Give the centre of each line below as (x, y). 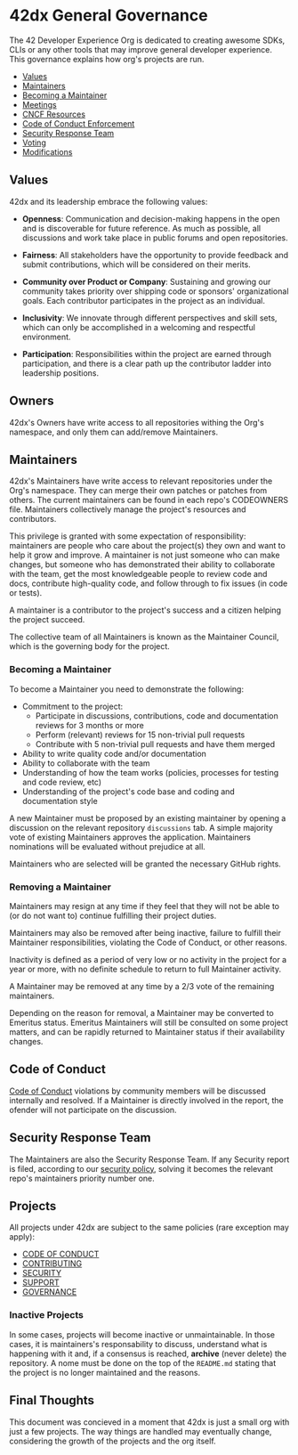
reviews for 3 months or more (90, 725)
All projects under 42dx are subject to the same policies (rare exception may (149, 1227)
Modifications (47, 151)
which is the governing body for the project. (90, 646)
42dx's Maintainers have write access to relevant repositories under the (141, 481)
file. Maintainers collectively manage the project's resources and (128, 509)
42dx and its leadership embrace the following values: (109, 201)
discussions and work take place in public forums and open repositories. (155, 238)
